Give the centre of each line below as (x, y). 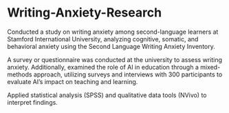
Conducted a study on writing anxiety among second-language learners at (113, 32)
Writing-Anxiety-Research (85, 13)
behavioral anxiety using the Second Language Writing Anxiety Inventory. (111, 46)
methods (20, 74)
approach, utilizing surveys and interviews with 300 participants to (128, 74)
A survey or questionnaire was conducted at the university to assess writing (115, 59)
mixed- (210, 67)
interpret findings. (33, 102)
